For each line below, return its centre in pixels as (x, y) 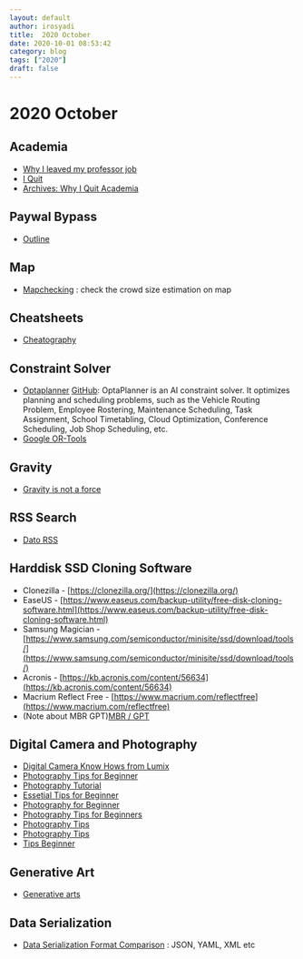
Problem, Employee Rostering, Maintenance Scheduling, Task (137, 409)
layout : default (40, 18)
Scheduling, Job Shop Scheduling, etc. (95, 429)
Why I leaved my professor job (80, 168)
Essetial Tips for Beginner (71, 795)
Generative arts (51, 894)
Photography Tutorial (62, 786)
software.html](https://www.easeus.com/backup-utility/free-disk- (145, 610)
